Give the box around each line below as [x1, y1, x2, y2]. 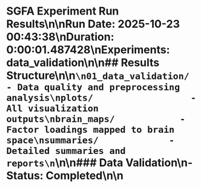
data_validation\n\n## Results [6, 56, 160, 70]
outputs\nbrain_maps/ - [6, 113, 186, 125]
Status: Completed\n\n [6, 169, 124, 183]
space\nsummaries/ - [6, 135, 175, 146]
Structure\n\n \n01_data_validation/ [6, 69, 189, 82]
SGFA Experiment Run [6, 4, 119, 18]
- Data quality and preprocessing [6, 82, 180, 93]
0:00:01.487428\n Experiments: [6, 43, 171, 57]
